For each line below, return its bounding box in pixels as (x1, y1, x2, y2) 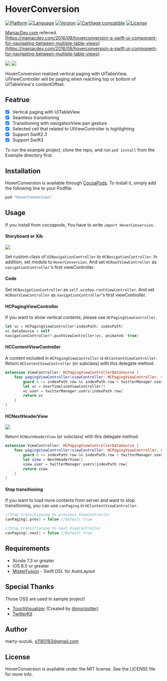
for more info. (5, 671, 33, 678)
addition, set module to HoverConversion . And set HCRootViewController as (5, 259, 157, 265)
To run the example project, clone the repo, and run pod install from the (5, 147, 155, 153)
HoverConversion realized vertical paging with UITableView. (5, 71, 128, 77)
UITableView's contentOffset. (5, 81, 65, 87)
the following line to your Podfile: (5, 185, 73, 191)
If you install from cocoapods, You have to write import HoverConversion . (5, 222, 155, 227)
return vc (23, 393, 43, 398)
